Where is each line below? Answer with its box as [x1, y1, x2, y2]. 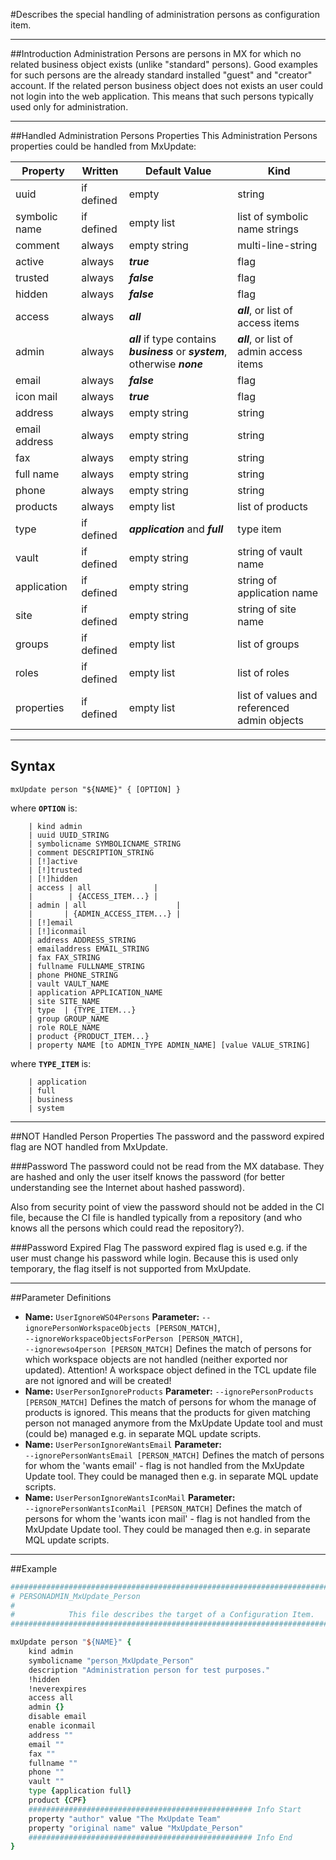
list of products [237, 500, 308, 513]
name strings [237, 222, 299, 236]
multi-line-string [237, 239, 318, 252]
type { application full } [28, 1786, 132, 1796]
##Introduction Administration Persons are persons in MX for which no [10, 48, 302, 59]
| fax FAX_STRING [28, 952, 101, 963]
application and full [128, 522, 224, 536]
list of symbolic [237, 210, 309, 223]
